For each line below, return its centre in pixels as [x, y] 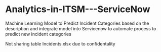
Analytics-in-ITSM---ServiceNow [78, 9]
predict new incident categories [38, 34]
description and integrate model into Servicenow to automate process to [81, 28]
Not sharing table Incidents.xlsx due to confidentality [60, 43]
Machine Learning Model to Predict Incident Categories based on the [77, 23]
